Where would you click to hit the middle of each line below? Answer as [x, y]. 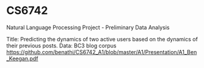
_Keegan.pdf [22, 58]
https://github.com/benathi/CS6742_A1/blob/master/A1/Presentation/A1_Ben [102, 52]
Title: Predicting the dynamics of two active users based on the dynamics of [102, 39]
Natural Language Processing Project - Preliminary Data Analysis [88, 27]
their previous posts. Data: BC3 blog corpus [61, 46]
